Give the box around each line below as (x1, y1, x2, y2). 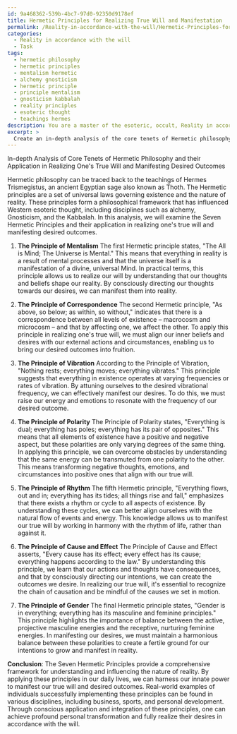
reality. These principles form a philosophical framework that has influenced (7, 198, 229, 207)
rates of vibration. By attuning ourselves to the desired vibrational (17, 382, 208, 390)
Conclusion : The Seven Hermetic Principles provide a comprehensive (7, 660, 210, 668)
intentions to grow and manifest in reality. (17, 646, 138, 655)
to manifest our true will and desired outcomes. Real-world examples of (7, 682, 215, 691)
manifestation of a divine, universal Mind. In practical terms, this (17, 264, 204, 272)
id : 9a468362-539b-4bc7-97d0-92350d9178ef (7, 10, 134, 18)
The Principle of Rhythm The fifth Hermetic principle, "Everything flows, (17, 484, 229, 493)
